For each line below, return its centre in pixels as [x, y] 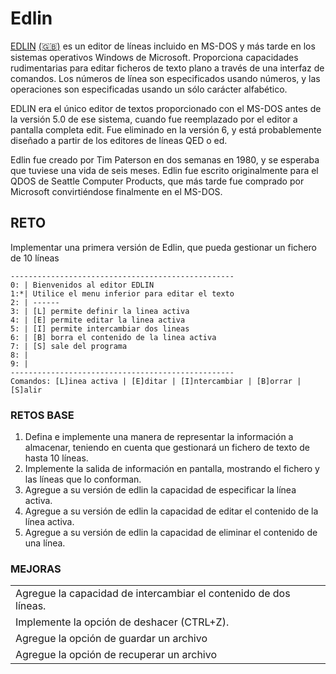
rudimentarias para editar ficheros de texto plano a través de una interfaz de [167, 68]
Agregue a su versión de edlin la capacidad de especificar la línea [160, 490]
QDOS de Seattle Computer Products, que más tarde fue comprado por [157, 181]
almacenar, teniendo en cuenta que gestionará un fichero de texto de [167, 448]
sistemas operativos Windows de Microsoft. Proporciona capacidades [154, 57]
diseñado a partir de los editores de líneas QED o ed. [119, 140]
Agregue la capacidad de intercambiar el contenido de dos [153, 594]
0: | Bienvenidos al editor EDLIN [82, 285]
